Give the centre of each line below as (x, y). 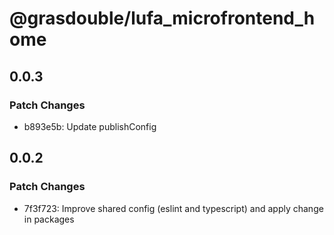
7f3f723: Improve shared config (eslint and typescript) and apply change (173, 208)
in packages (49, 219)
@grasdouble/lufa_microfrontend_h (162, 18)
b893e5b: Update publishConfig (90, 126)
